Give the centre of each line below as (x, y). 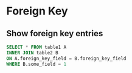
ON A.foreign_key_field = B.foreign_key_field (66, 59)
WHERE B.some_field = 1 (36, 64)
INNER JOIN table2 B (33, 52)
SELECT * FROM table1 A (36, 47)
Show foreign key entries (55, 33)
